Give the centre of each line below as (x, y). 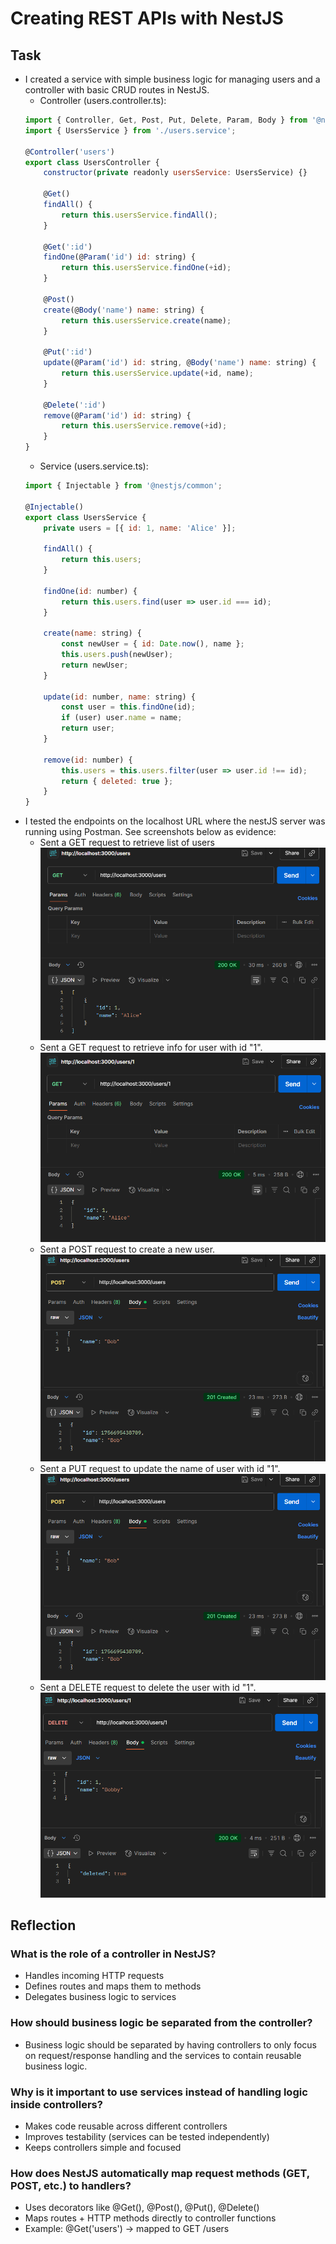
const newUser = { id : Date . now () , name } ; (153, 644)
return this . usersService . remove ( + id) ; (144, 426)
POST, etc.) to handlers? (71, 2185)
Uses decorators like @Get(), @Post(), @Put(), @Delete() (142, 2208)
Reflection (43, 1925)
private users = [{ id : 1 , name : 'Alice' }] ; (140, 528)
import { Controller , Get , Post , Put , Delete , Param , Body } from (166, 120)
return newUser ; (95, 665)
